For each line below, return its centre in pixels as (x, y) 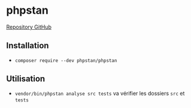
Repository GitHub (29, 27)
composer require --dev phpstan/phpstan (66, 60)
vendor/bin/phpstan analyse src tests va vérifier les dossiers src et (100, 93)
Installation (28, 46)
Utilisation (26, 79)
